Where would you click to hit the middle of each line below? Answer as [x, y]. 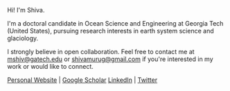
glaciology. [23, 38]
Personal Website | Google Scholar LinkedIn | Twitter [82, 80]
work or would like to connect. [50, 66]
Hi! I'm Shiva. [26, 10]
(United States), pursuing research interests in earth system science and [110, 31]
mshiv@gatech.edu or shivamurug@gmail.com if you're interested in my [110, 59]
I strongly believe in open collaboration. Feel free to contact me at [101, 52]
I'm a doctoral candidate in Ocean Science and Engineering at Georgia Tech [115, 23]
